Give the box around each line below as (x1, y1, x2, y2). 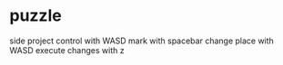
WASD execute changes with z (9, 44, 125, 55)
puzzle (9, 5, 62, 26)
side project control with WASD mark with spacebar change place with (9, 35, 275, 46)
